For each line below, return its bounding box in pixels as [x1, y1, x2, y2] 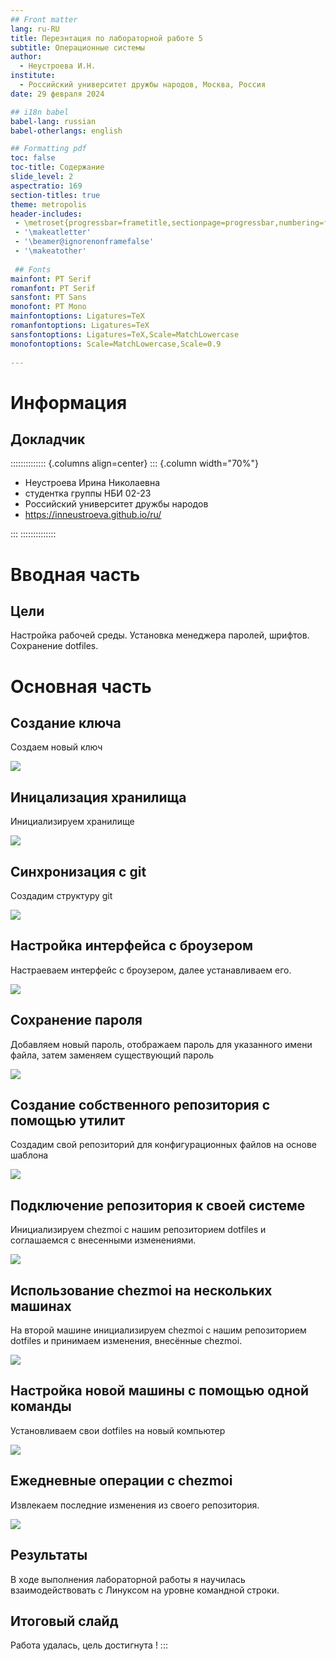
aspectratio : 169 [10, 181, 83, 191]
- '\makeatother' [14, 246, 87, 256]
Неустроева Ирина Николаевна [24, 477, 161, 489]
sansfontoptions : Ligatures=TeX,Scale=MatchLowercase [10, 329, 240, 340]
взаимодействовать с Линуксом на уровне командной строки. [10, 1584, 280, 1596]
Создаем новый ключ [10, 741, 103, 753]
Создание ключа [10, 714, 122, 731]
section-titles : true [10, 190, 101, 200]
